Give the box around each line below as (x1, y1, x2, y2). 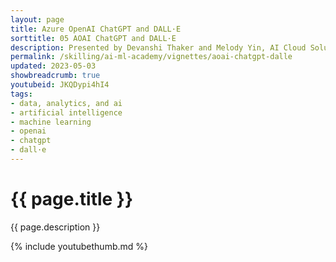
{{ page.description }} (10, 221, 101, 233)
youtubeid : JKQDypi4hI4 (10, 80, 110, 90)
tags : (10, 89, 33, 99)
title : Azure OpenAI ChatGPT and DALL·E (10, 24, 182, 34)
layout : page (10, 14, 65, 25)
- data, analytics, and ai (10, 98, 123, 108)
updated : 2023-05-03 (10, 61, 97, 71)
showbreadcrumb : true (10, 71, 101, 81)
